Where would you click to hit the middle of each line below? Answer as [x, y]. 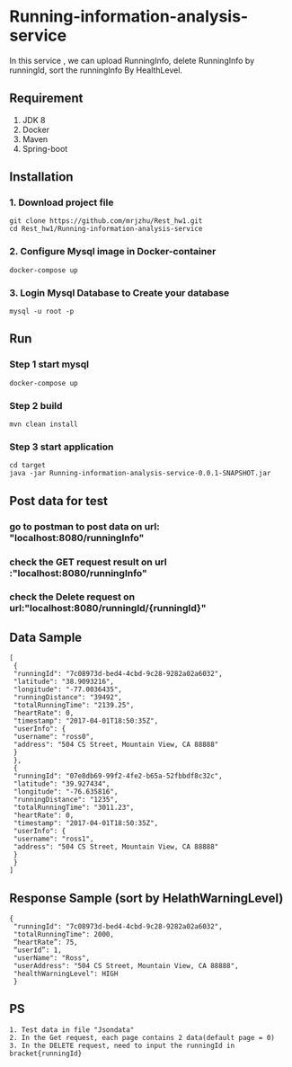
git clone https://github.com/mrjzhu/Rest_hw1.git [106, 221]
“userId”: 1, [38, 950]
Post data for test [58, 501]
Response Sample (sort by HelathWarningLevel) [146, 898]
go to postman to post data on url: [84, 526]
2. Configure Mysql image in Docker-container [113, 252]
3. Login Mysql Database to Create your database [119, 292]
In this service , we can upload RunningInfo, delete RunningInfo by [132, 60]
